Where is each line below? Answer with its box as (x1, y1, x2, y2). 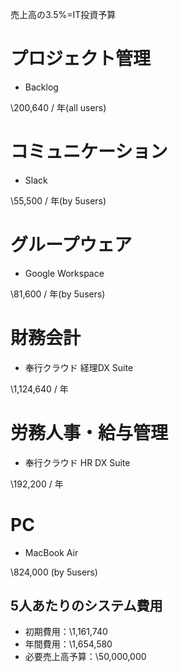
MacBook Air (24, 546, 79, 558)
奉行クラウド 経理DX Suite (24, 361, 134, 373)
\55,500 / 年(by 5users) (10, 194, 107, 207)
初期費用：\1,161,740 (24, 626, 108, 638)
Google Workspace (24, 267, 105, 279)
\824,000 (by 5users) (10, 566, 98, 578)
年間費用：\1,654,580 (24, 638, 113, 650)
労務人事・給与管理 (10, 421, 169, 444)
